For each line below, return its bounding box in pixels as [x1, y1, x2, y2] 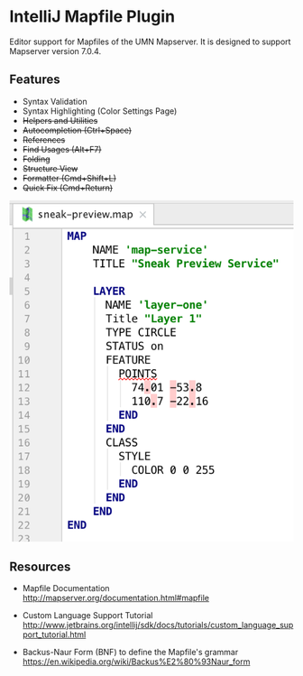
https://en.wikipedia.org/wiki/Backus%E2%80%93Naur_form [22, 656, 251, 667]
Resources [9, 559, 71, 574]
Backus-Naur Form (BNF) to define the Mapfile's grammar [22, 647, 239, 658]
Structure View [22, 162, 78, 173]
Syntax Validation [22, 96, 87, 106]
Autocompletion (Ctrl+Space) [22, 125, 133, 135]
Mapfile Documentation [22, 583, 110, 594]
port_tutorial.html [22, 629, 87, 640]
